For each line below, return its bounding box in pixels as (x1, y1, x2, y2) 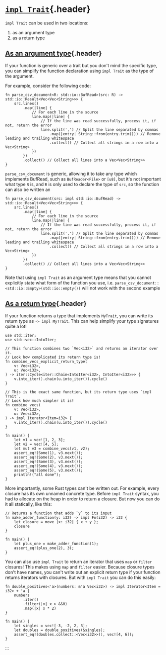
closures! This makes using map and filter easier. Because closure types (5, 563, 155, 570)
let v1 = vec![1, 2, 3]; (14, 437, 65, 442)
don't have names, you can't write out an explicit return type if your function (5, 569, 161, 575)
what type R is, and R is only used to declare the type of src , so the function (5, 181, 160, 187)
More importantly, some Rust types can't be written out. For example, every (5, 485, 160, 491)
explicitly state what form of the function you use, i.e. (5, 280, 114, 285)
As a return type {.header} (5, 299, 87, 308)
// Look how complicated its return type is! (5, 355, 101, 360)
